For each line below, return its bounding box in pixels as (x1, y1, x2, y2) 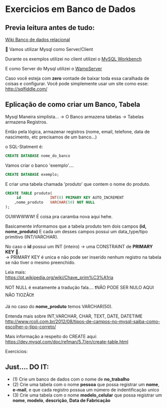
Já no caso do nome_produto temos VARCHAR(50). (5, 304, 113, 310)
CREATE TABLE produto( (5, 191, 52, 196)
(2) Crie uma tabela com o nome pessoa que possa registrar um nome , (12, 381, 159, 388)
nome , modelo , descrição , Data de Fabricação (12, 397, 111, 403)
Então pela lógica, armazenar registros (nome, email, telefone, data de (5, 128, 150, 134)
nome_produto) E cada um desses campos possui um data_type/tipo (5, 229, 148, 235)
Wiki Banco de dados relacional (5, 36, 70, 42)
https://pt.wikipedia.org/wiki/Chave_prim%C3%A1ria (5, 275, 113, 281)
